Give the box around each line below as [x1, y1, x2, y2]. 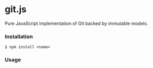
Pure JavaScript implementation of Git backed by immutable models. [5, 20, 148, 26]
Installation [5, 33, 33, 40]
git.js [5, 4, 27, 15]
